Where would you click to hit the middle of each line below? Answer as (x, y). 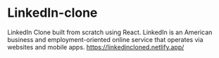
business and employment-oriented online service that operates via (105, 39)
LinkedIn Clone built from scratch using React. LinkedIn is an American (110, 32)
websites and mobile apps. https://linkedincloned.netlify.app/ (96, 47)
